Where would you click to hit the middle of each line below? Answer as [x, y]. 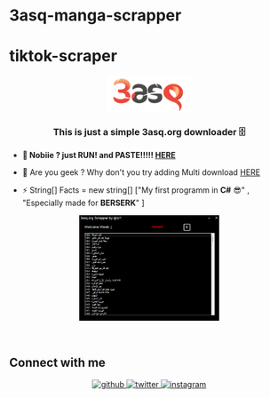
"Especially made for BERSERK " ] [83, 203]
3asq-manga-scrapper [95, 16]
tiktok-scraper [64, 56]
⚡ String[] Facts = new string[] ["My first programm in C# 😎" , [136, 190]
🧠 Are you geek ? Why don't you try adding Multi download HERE [141, 172]
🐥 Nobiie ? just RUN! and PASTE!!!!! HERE [99, 155]
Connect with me [58, 363]
